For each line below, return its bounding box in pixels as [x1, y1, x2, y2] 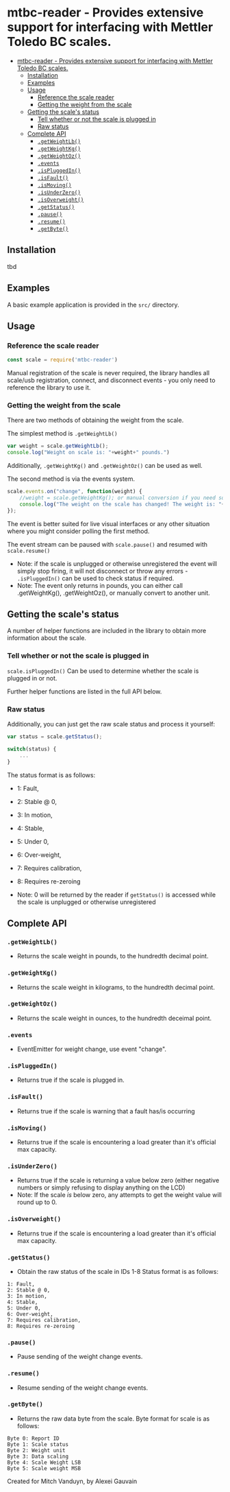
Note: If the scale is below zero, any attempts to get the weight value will [16, 1191, 222, 1199]
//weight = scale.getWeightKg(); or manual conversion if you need [19, 495, 216, 501]
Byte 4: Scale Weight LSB [7, 1459, 81, 1466]
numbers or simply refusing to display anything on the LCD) [16, 1183, 186, 1192]
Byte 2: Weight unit [7, 1447, 66, 1454]
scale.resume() [7, 547, 51, 554]
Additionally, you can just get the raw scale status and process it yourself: [7, 720, 216, 729]
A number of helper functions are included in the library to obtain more [7, 626, 207, 635]
